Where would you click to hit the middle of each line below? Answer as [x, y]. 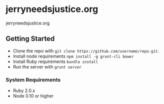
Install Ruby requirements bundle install [55, 61]
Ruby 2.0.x [24, 90]
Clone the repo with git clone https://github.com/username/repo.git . [86, 50]
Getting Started [30, 39]
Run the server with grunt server [47, 66]
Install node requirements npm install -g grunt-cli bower [73, 56]
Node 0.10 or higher [33, 96]
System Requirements [33, 79]
